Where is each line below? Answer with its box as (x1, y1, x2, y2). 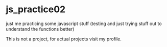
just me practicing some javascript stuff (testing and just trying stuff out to (6, 20, 162, 27)
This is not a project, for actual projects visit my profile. (6, 36, 122, 42)
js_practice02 (6, 4, 66, 15)
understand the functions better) (6, 26, 75, 32)
